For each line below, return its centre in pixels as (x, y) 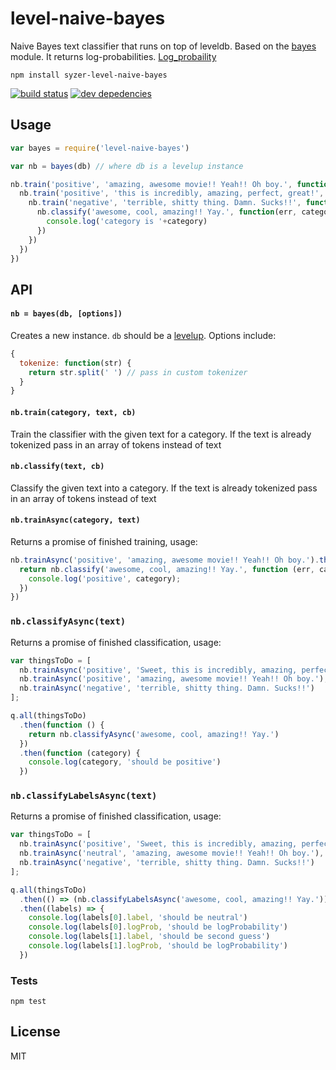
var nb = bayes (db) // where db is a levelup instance (127, 166)
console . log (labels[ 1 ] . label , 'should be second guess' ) (149, 937)
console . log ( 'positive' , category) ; (105, 578)
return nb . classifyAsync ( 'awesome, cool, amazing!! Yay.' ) (154, 734)
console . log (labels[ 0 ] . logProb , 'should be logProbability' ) (158, 927)
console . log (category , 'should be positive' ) (125, 762)
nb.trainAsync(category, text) (75, 520)
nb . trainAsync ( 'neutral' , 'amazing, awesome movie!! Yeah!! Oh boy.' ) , (172, 853)
